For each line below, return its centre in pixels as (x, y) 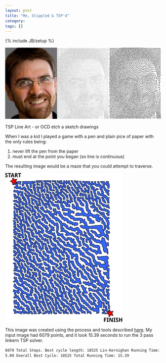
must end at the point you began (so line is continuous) (68, 156)
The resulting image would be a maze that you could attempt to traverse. (79, 166)
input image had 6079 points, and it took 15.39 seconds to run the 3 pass (79, 335)
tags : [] (14, 26)
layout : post (19, 10)
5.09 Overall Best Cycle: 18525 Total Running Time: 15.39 (67, 356)
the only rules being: (26, 142)
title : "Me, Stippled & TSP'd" (37, 16)
